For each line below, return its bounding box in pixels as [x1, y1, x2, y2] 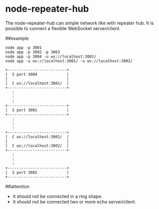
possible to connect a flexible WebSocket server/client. [5, 25, 121, 31]
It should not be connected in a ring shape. [12, 193, 103, 199]
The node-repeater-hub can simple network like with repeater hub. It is [5, 20, 154, 26]
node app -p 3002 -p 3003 [5, 49, 60, 55]
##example [5, 35, 29, 41]
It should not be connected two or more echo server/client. [12, 198, 136, 204]
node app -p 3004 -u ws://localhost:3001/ [5, 54, 97, 59]
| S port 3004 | [5, 72, 70, 77]
